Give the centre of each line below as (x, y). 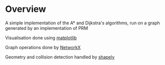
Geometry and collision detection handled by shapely (60, 57)
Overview (26, 9)
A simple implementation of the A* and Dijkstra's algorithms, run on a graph (83, 23)
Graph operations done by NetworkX (43, 47)
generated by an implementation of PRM (47, 28)
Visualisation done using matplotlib (41, 38)
